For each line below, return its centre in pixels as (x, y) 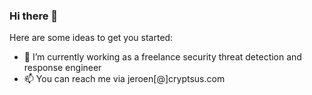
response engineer (62, 68)
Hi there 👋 (34, 16)
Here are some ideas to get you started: (91, 38)
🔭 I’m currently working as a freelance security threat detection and (162, 57)
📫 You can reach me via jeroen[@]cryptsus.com (124, 79)
